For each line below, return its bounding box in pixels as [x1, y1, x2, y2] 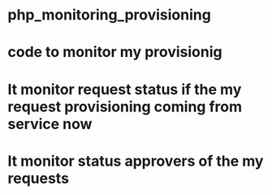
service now [7, 115, 93, 133]
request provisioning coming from [7, 97, 243, 115]
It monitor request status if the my [7, 80, 242, 98]
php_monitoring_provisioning [7, 6, 212, 24]
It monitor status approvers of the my [7, 152, 264, 170]
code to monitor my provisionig [7, 43, 222, 62]
